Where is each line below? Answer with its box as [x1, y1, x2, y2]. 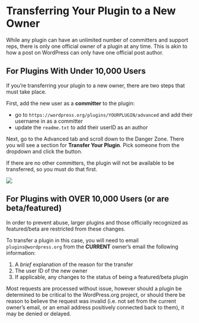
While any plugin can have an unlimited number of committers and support [6, 36, 188, 43]
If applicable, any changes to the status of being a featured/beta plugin [14, 273, 188, 280]
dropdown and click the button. [6, 148, 83, 155]
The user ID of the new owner [14, 267, 88, 274]
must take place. [6, 88, 47, 95]
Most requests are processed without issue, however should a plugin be [6, 284, 182, 292]
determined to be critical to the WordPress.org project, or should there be [6, 291, 185, 298]
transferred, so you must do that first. [6, 165, 98, 172]
